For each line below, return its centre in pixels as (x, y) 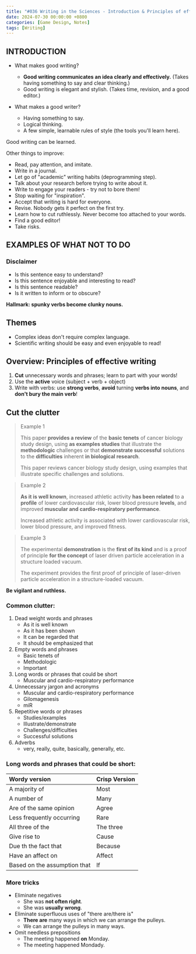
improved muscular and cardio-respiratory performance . (90, 509)
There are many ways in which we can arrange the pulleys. (94, 920)
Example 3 (33, 538)
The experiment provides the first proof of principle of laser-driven (100, 573)
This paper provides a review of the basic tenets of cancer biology (101, 438)
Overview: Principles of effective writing (81, 361)
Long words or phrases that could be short (66, 674)
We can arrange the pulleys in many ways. (74, 927)
